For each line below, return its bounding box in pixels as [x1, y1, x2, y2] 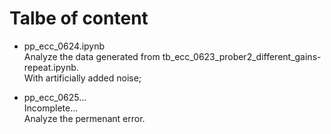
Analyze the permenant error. [23, 112, 146, 124]
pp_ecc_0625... [23, 91, 87, 103]
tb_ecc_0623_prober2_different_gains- [162, 50, 322, 62]
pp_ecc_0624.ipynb [23, 40, 106, 52]
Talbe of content [9, 7, 149, 30]
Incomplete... [23, 102, 79, 114]
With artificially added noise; [23, 72, 142, 84]
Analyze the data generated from [23, 50, 161, 62]
